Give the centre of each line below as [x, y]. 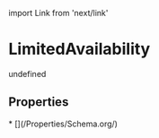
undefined [27, 73]
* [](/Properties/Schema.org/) [63, 124]
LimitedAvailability [79, 49]
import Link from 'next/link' [58, 13]
